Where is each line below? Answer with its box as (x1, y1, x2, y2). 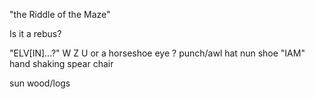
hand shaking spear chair (9, 58, 114, 69)
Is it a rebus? (9, 28, 62, 39)
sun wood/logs (9, 77, 71, 89)
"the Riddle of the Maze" (9, 9, 111, 20)
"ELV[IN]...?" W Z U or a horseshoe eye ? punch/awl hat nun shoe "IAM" (9, 47, 306, 59)
